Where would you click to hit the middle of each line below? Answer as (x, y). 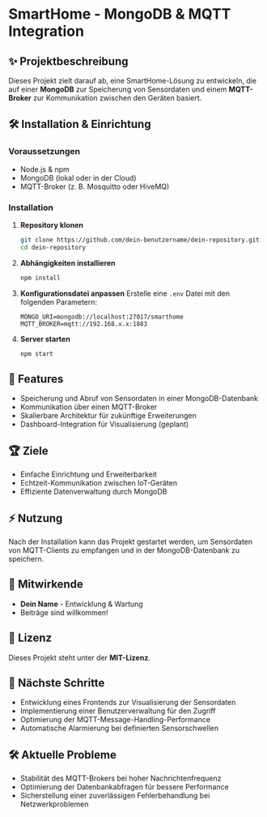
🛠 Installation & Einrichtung (80, 124)
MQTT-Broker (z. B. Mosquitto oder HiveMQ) (95, 186)
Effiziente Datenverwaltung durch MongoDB (93, 492)
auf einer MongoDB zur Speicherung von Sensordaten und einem (118, 89)
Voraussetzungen (44, 152)
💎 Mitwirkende (46, 584)
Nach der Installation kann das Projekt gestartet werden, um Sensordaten (131, 541)
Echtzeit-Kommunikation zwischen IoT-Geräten (99, 483)
